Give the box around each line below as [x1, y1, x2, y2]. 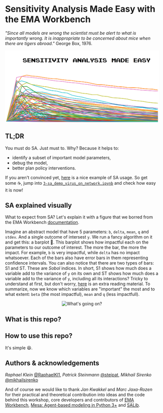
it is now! [5, 187, 23, 193]
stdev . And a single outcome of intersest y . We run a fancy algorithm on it [5, 234, 153, 240]
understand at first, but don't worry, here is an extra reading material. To [5, 281, 150, 287]
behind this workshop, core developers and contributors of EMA [5, 397, 134, 403]
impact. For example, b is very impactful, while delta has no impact [5, 250, 140, 256]
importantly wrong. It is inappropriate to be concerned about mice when [5, 35, 151, 41]
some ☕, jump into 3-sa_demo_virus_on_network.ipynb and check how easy [5, 180, 156, 186]
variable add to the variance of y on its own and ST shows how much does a [5, 270, 159, 276]
